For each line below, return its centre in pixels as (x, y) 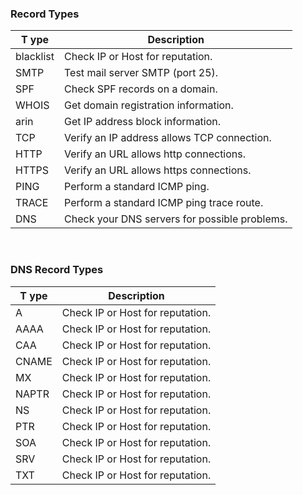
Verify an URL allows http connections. (155, 154)
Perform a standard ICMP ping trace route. (164, 203)
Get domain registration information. (149, 105)
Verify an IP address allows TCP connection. (168, 138)
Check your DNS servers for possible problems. (176, 219)
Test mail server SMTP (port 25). (141, 73)
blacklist (35, 57)
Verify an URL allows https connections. (158, 170)
